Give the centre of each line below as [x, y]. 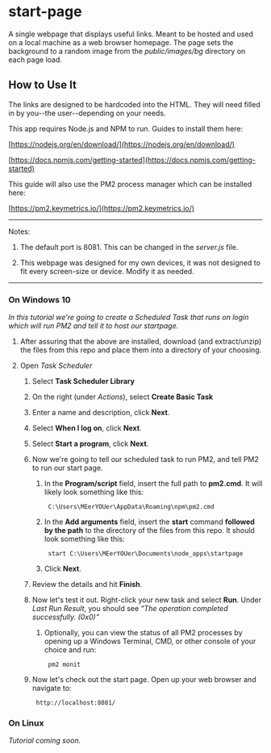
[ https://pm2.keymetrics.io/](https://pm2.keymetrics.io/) [102, 208]
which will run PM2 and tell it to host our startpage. [94, 326]
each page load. [35, 60]
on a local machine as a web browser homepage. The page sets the [121, 42]
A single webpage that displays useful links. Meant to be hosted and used [131, 34]
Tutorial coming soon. [45, 741]
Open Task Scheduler [56, 366]
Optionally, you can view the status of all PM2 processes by [144, 633]
